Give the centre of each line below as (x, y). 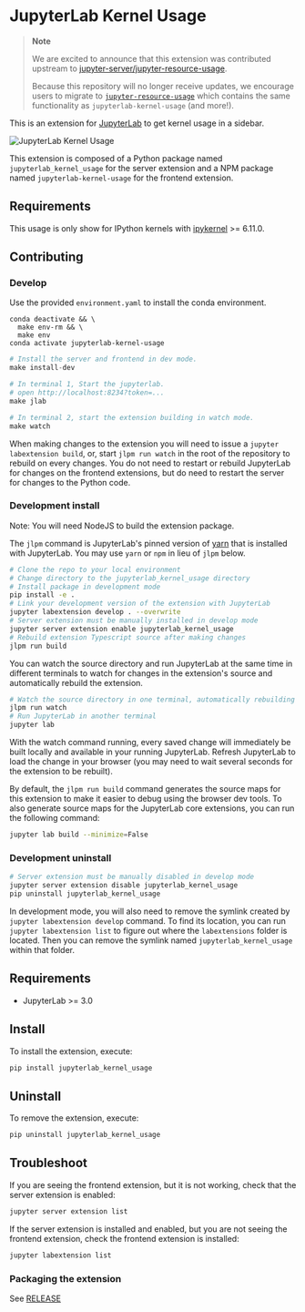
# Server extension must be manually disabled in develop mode (132, 877)
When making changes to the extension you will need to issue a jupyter (144, 444)
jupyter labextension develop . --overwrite (95, 612)
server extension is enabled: (62, 1194)
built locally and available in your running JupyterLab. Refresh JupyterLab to (152, 752)
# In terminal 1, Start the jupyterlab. (87, 384)
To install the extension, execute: (71, 1051)
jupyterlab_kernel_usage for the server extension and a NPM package (142, 168)
